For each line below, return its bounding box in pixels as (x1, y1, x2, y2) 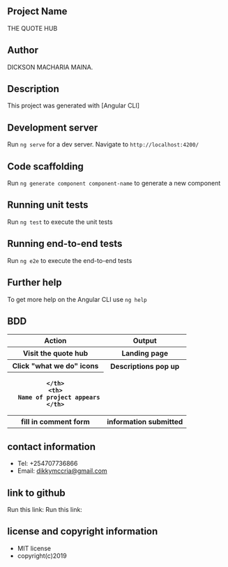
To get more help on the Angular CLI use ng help (7, 295, 148, 303)
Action (44, 336, 67, 346)
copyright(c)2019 (17, 551, 68, 560)
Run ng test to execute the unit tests (7, 218, 113, 226)
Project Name (7, 6, 68, 17)
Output (132, 336, 157, 346)
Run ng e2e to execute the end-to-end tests (7, 256, 132, 264)
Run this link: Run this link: (7, 505, 82, 513)
